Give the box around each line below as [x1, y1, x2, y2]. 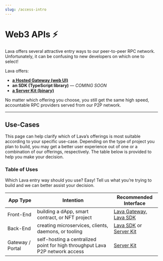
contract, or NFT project [37, 214, 92, 221]
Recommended [116, 194, 153, 200]
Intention [62, 197, 84, 203]
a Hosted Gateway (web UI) [12, 77, 69, 83]
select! [5, 59, 18, 64]
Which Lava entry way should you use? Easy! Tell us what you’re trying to [5, 177, 152, 183]
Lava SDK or [114, 222, 142, 229]
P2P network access [37, 248, 84, 255]
